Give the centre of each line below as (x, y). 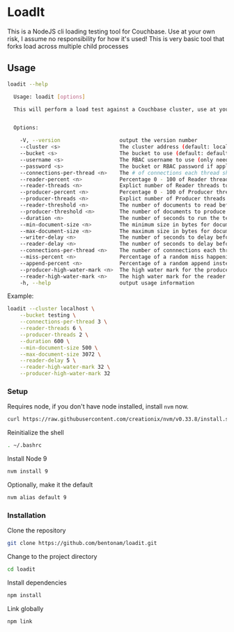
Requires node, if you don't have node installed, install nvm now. (98, 406)
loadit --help (28, 84)
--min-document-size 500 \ (59, 348)
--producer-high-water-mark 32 (65, 374)
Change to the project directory (52, 556)
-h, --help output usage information (107, 283)
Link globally (25, 608)
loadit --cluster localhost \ (51, 309)
